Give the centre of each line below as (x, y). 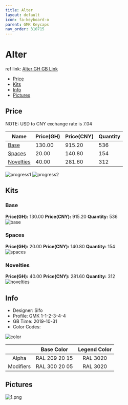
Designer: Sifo (28, 310)
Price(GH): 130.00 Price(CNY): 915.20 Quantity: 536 (61, 216)
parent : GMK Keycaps (27, 24)
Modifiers (19, 366)
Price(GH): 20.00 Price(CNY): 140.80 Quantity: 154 (60, 246)
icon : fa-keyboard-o (27, 20)
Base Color (54, 349)
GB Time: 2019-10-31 (35, 321)
